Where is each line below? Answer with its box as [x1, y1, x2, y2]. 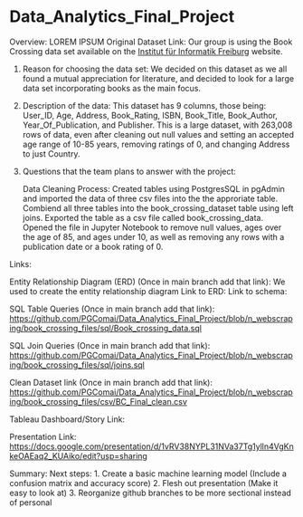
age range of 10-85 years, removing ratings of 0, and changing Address [22, 139, 290, 149]
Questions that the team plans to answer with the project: [22, 166, 237, 177]
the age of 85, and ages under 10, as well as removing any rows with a [22, 231, 285, 242]
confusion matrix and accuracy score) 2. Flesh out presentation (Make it [9, 477, 279, 488]
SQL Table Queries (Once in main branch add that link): [9, 303, 215, 314]
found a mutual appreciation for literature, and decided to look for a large [22, 72, 295, 83]
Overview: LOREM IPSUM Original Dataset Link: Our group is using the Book [9, 36, 293, 47]
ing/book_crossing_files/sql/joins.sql [9, 359, 145, 370]
